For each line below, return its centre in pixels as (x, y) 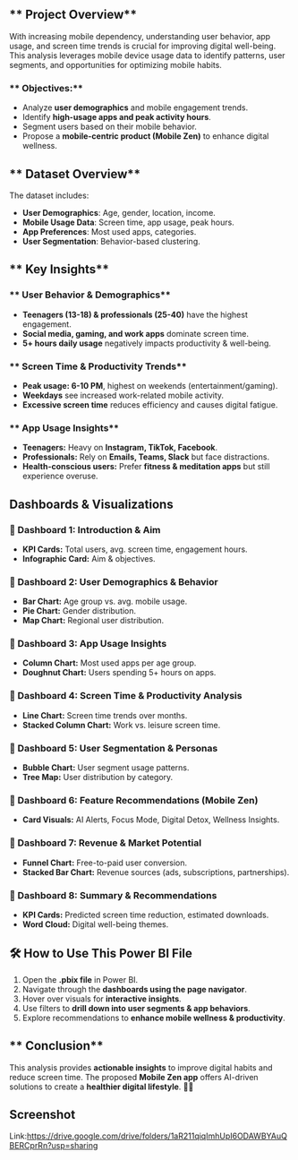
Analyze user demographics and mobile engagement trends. (135, 107)
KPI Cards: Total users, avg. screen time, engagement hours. (135, 549)
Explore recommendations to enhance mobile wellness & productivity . (153, 1018)
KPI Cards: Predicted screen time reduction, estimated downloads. (145, 915)
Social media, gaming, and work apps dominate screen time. (135, 333)
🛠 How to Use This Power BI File (101, 954)
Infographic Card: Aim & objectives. (89, 558)
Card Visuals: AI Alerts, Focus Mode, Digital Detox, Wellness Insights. (151, 820)
